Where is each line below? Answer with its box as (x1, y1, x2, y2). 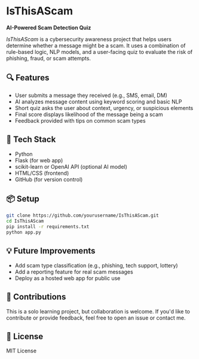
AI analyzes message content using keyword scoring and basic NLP (14, 98, 182, 105)
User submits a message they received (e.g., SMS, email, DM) (14, 92, 167, 99)
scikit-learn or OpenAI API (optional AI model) (14, 163, 127, 170)
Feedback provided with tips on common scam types (14, 117, 146, 124)
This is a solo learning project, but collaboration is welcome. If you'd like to (6, 308, 190, 315)
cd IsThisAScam (6, 218, 44, 224)
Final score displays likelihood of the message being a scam (14, 111, 163, 118)
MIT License (6, 347, 37, 354)
